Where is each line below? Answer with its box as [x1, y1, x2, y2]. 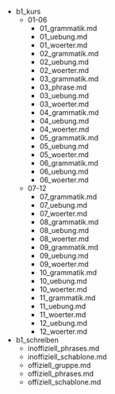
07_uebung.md [39, 201, 88, 209]
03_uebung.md [39, 91, 90, 100]
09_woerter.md [39, 259, 89, 269]
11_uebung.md [39, 301, 86, 311]
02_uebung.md [39, 57, 90, 67]
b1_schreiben [15, 335, 59, 344]
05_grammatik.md [39, 133, 99, 142]
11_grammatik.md [39, 293, 96, 302]
